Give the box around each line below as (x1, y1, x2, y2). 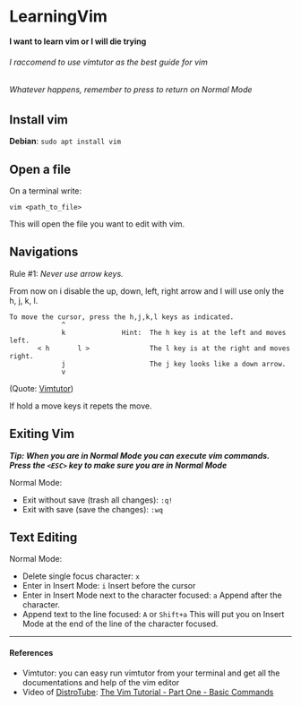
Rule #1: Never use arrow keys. (9, 268, 124, 279)
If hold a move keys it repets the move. (9, 400, 152, 411)
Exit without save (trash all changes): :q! (21, 495, 173, 505)
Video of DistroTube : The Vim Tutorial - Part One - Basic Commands (21, 686, 274, 697)
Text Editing (9, 530, 78, 545)
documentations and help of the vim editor (21, 676, 180, 687)
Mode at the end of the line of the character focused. (21, 618, 219, 629)
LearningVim (9, 6, 107, 27)
